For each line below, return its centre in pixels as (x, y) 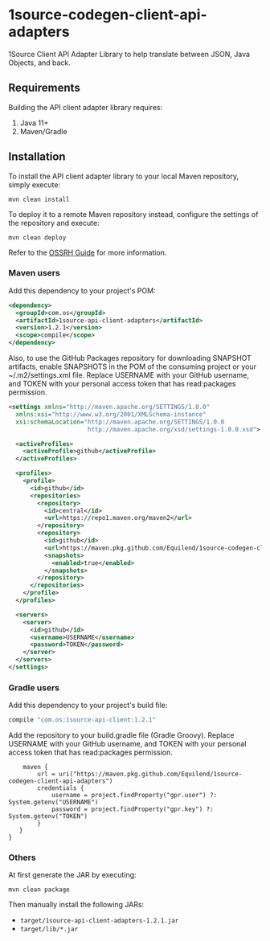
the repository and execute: (54, 223)
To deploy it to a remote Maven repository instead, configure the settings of (133, 214)
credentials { (61, 788)
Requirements (44, 88)
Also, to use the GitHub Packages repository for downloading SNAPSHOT (130, 358)
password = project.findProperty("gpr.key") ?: (133, 809)
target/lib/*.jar (49, 930)
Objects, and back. (39, 63)
